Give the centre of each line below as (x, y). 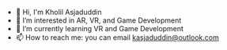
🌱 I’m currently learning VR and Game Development (100, 29)
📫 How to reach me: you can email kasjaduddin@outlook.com (117, 37)
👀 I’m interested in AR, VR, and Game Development (98, 20)
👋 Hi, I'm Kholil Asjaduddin (59, 12)
